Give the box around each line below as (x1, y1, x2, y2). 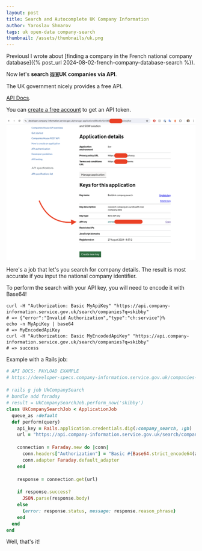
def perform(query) (11, 419, 61, 425)
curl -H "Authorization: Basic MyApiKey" (6, 302, 112, 309)
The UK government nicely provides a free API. (6, 83, 123, 90)
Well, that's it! (6, 538, 40, 546)
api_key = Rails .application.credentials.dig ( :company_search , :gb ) (17, 425, 192, 432)
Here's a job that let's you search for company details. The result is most (6, 266, 186, 273)
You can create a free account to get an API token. (6, 106, 131, 113)
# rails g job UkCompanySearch (6, 387, 85, 393)
